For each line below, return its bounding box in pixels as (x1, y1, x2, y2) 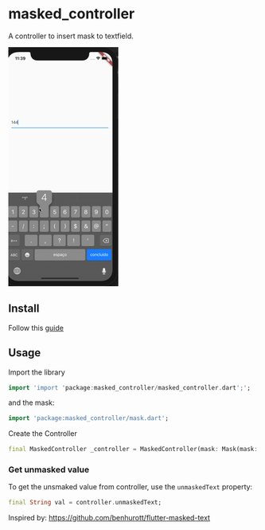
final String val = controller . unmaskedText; (8, 499, 162, 507)
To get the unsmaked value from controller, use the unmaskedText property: (8, 482, 253, 492)
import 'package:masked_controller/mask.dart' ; (8, 414, 170, 422)
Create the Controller (8, 429, 78, 438)
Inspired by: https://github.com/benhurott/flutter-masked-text (8, 513, 211, 523)
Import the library (8, 367, 65, 377)
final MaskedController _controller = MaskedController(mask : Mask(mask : (8, 446, 259, 453)
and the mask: (8, 398, 55, 407)
